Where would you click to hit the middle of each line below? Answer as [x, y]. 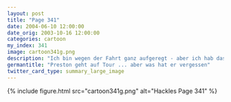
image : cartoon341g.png [41, 52]
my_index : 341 [27, 45]
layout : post [26, 13]
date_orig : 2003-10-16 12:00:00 [53, 33]
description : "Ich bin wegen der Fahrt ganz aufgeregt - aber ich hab [110, 59]
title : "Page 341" [33, 20]
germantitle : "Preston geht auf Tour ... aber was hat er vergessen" [109, 65]
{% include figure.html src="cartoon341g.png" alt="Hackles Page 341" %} [112, 91]
